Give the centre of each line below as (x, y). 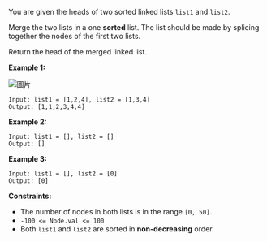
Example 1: (27, 67)
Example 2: (28, 122)
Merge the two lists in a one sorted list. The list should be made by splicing (134, 27)
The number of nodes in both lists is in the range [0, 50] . (116, 212)
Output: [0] (28, 181)
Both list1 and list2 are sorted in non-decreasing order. (117, 229)
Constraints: (30, 196)
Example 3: (28, 159)
